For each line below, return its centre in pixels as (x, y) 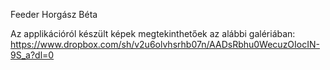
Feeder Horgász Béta (54, 14)
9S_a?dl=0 (32, 55)
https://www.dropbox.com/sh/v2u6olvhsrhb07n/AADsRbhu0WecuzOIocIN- (165, 44)
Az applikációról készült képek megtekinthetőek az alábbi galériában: (153, 33)
